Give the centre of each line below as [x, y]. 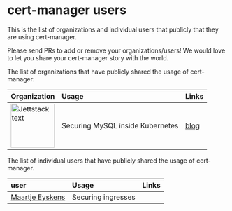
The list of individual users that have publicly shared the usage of [101, 161]
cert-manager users [67, 10]
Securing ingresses [104, 197]
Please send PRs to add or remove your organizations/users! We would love [116, 50]
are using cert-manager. [42, 36]
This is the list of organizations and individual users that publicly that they [113, 29]
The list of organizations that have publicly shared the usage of [98, 72]
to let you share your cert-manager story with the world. [88, 57]
